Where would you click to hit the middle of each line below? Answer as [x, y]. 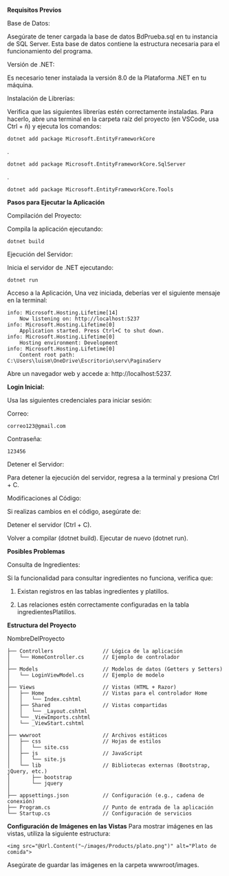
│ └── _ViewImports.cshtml [49, 717]
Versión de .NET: [31, 64]
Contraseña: [25, 439]
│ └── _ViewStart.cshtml [46, 723]
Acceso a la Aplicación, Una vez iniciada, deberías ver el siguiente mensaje [114, 293]
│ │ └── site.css [38, 748]
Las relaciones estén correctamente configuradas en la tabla [103, 605]
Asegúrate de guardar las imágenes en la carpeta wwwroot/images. [103, 865]
